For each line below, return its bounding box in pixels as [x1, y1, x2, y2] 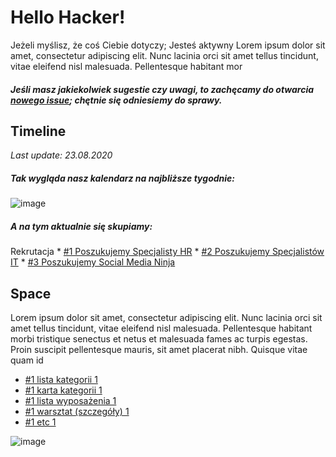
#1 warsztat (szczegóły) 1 [24, 406, 130, 418]
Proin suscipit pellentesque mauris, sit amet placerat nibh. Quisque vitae [10, 344, 308, 356]
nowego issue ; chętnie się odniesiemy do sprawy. [10, 94, 223, 106]
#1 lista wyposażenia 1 [24, 395, 117, 407]
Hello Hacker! [10, 6, 126, 29]
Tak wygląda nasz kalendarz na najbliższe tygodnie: [10, 172, 235, 184]
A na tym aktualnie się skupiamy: [10, 220, 153, 232]
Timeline [10, 122, 67, 140]
